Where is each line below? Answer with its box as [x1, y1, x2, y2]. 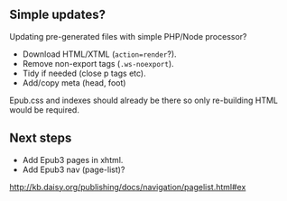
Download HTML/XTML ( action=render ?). [22, 49, 178, 59]
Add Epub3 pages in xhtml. [22, 154, 124, 165]
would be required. [9, 104, 79, 115]
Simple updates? [9, 7, 106, 23]
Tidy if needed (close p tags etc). [22, 68, 146, 78]
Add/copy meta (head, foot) [22, 77, 126, 88]
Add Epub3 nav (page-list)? [22, 164, 125, 175]
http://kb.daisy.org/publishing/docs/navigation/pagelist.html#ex [9, 181, 246, 192]
